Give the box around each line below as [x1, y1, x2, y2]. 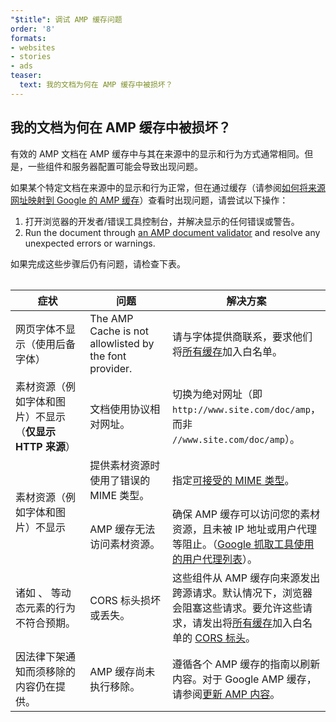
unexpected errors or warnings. [24, 237, 156, 249]
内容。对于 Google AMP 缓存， [171, 672, 317, 686]
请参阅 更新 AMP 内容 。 [171, 687, 281, 701]
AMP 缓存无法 [89, 522, 156, 536]
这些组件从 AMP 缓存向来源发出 [171, 571, 321, 585]
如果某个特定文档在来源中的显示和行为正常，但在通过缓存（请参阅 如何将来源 [10, 181, 326, 193]
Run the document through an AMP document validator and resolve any [24, 226, 321, 238]
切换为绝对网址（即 [171, 387, 263, 401]
